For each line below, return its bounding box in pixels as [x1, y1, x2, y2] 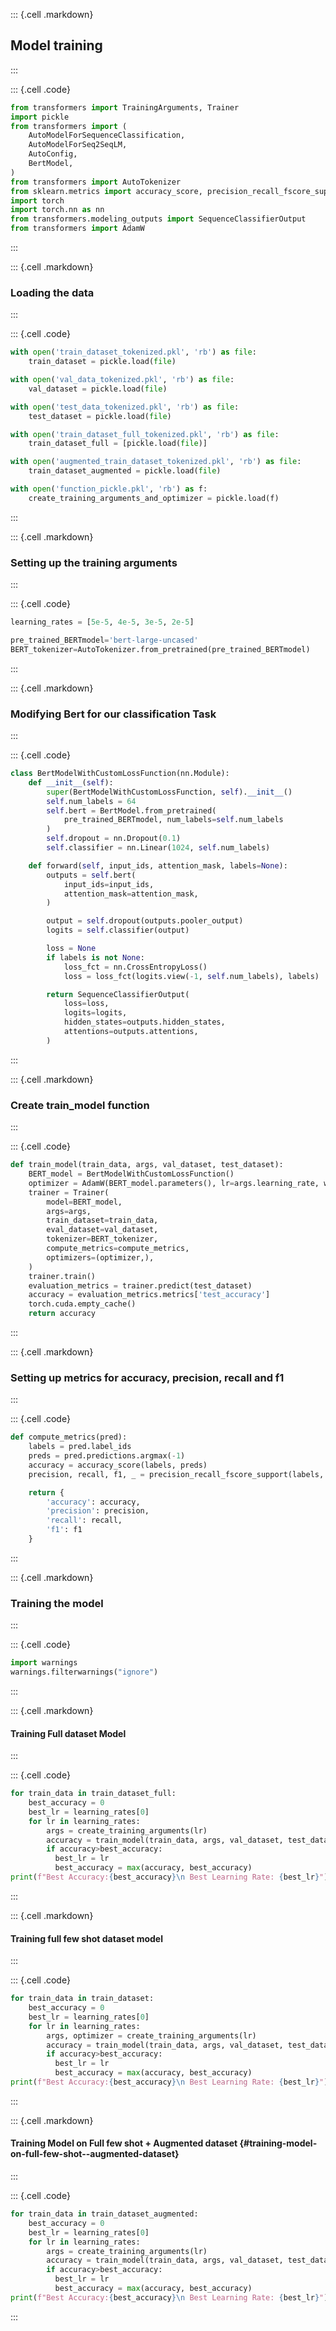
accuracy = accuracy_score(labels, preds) [28, 1460, 208, 1470]
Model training [10, 37, 103, 54]
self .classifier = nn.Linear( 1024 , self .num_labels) [46, 843, 271, 853]
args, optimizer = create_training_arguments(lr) [46, 2030, 257, 2041]
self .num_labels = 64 [46, 796, 137, 806]
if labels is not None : [46, 952, 145, 963]
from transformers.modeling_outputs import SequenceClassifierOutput [10, 214, 307, 224]
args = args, [46, 1206, 92, 1216]
